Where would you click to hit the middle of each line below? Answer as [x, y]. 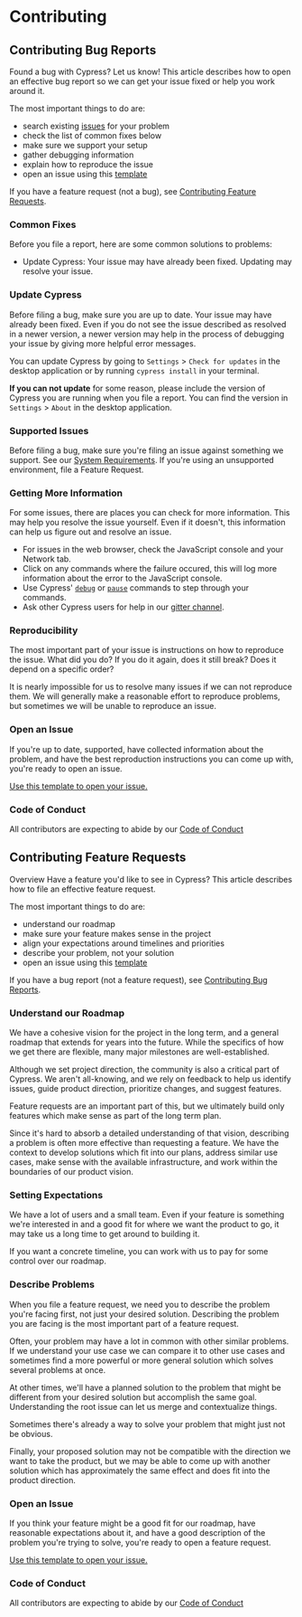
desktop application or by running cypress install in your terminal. [134, 370]
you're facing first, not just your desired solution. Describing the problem [144, 1314]
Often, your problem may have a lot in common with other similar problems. [149, 1341]
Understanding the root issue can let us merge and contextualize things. [143, 1406]
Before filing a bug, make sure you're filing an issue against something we [146, 450]
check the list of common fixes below [92, 136]
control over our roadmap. [58, 1261]
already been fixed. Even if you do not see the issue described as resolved [148, 324]
